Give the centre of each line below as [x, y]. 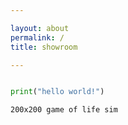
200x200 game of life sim [64, 110]
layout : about [40, 28]
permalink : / [37, 37]
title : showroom [44, 47]
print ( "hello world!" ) [57, 92]
